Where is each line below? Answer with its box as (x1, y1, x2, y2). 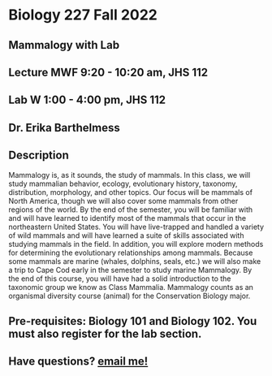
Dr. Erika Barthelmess (8, 120, 120, 135)
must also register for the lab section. (8, 326, 202, 340)
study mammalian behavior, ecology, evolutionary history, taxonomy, (8, 179, 238, 188)
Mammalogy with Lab (8, 38, 120, 52)
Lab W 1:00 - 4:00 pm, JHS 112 (8, 93, 166, 107)
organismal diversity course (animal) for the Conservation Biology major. (8, 291, 251, 300)
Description (8, 149, 69, 162)
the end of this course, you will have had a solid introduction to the (8, 274, 231, 283)
